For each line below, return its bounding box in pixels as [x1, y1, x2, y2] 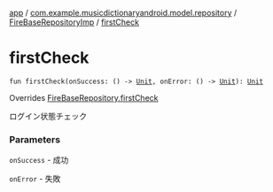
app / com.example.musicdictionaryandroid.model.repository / [9, 8, 238, 18]
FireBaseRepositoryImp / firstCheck [9, 17, 140, 27]
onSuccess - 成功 [9, 155, 69, 165]
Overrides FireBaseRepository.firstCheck [9, 92, 159, 103]
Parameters [9, 133, 60, 145]
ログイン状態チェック [9, 111, 87, 121]
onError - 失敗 [9, 173, 61, 184]
